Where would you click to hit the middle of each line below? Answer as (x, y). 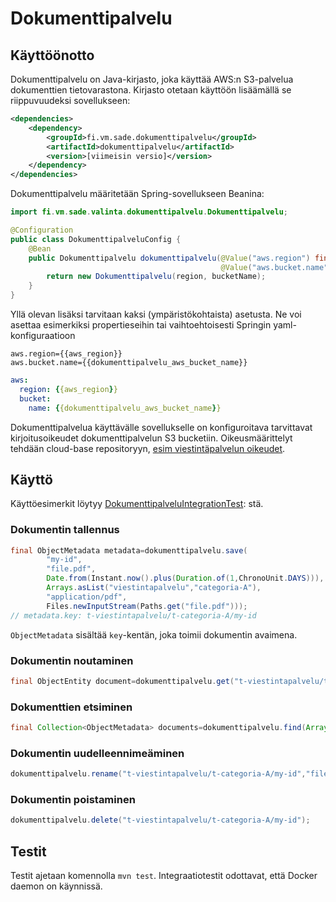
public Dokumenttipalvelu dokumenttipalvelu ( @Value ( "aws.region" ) (169, 258)
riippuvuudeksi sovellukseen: (70, 100)
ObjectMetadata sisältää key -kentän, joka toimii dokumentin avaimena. (154, 634)
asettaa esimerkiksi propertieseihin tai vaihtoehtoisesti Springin (141, 325)
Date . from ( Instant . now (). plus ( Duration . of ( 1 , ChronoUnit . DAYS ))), (185, 578)
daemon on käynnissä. (56, 886)
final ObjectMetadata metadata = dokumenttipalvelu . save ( (129, 550)
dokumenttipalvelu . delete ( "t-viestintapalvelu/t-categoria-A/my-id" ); (160, 820)
